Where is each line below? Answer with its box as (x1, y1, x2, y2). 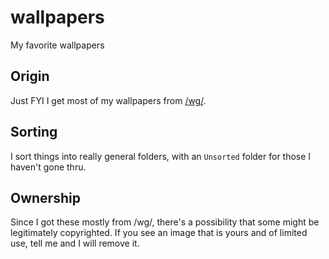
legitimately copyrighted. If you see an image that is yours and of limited (10, 227, 308, 239)
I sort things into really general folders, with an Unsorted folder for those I (10, 150, 312, 162)
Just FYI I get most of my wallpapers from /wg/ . (10, 94, 207, 106)
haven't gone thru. (10, 161, 87, 173)
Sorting (10, 124, 58, 141)
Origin (10, 68, 50, 85)
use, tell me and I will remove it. (10, 237, 140, 250)
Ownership (10, 189, 81, 206)
